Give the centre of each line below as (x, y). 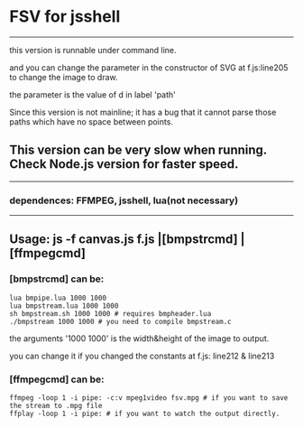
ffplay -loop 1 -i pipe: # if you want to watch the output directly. (145, 414)
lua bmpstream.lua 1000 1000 (64, 306)
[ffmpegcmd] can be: (57, 379)
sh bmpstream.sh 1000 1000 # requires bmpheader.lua (110, 313)
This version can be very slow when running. (138, 150)
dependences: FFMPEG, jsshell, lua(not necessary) (124, 200)
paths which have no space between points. (92, 121)
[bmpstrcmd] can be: (57, 279)
